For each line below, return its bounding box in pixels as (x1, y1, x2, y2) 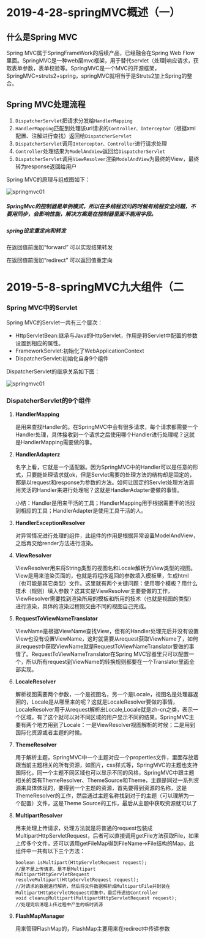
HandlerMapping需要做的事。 (20, 438, 95, 445)
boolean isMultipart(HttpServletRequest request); (15, 859, 147, 866)
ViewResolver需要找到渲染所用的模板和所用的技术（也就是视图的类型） (15, 595, 195, 602)
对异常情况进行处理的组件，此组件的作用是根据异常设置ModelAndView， (15, 532, 199, 539)
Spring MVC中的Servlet (6, 303, 78, 312)
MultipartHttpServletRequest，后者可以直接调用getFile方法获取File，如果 (15, 832, 199, 839)
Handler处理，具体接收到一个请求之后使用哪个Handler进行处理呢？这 (15, 431, 190, 438)
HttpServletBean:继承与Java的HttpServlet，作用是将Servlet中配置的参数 (15, 332, 198, 339)
